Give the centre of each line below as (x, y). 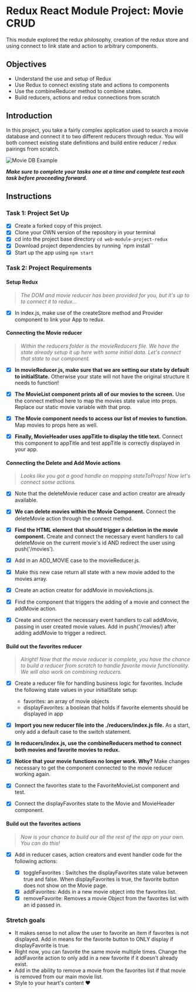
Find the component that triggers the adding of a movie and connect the (102, 602)
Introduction (29, 116)
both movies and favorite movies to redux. (67, 750)
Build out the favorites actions (43, 824)
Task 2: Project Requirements (49, 268)
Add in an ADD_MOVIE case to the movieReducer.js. (77, 560)
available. (26, 500)
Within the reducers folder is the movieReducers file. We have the (100, 346)
